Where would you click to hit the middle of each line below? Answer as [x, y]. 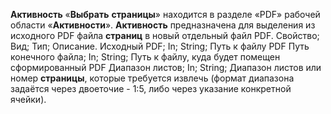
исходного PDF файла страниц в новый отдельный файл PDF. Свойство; [165, 35]
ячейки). [28, 99]
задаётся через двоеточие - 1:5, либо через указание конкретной [151, 88]
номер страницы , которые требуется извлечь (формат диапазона [152, 78]
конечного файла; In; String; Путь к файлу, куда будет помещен [145, 57]
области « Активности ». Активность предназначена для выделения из [163, 25]
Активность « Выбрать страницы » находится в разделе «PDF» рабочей [165, 14]
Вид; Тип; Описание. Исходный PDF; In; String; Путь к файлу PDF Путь [160, 46]
